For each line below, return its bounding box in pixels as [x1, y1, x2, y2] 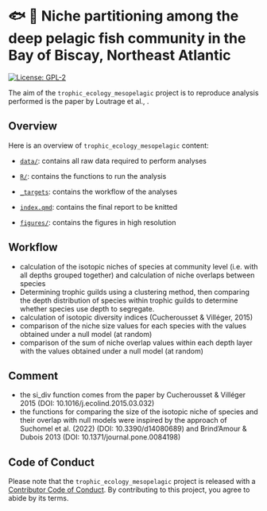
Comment [8, 369, 59, 382]
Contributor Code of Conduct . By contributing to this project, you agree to [8, 485, 250, 494]
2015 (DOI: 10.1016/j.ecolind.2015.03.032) [19, 399, 155, 408]
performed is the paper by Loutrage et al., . [8, 96, 149, 106]
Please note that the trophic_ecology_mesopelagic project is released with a [8, 477, 256, 486]
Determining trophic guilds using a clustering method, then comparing [19, 287, 250, 296]
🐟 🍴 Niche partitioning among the [8, 7, 239, 25]
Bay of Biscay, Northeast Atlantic [8, 46, 231, 64]
